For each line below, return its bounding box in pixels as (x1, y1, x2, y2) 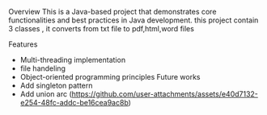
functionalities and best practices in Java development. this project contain (8, 15, 259, 25)
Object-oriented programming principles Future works (19, 72, 201, 81)
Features (8, 39, 38, 49)
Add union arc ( (19, 89, 73, 99)
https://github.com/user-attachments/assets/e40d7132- (71, 89, 259, 99)
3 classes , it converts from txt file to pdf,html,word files (8, 24, 194, 33)
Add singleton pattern (19, 80, 93, 90)
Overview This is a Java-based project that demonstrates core (8, 7, 217, 16)
